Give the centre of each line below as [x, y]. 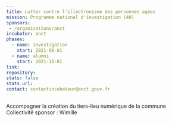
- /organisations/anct [37, 28]
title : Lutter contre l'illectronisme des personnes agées [81, 12]
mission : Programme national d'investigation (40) [70, 17]
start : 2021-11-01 [40, 61]
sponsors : [18, 23]
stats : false [22, 78]
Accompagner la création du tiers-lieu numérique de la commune [86, 106]
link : [13, 67]
